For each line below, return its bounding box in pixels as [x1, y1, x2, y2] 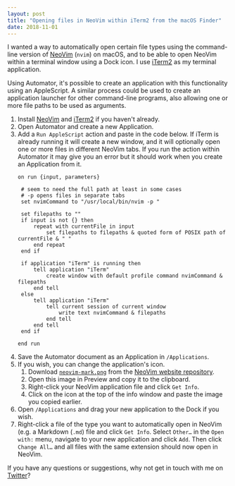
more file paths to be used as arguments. [7, 102, 127, 110]
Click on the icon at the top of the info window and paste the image [27, 390, 223, 399]
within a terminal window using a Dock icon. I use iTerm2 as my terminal [7, 58, 217, 66]
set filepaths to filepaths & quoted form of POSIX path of [46, 229, 227, 236]
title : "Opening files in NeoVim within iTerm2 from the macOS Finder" [7, 17, 222, 24]
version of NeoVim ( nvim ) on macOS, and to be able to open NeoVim [19, 50, 217, 59]
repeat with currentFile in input [33, 223, 135, 230]
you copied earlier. [27, 398, 82, 406]
